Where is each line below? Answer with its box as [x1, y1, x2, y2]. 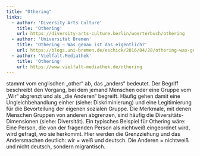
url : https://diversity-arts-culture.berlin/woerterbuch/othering [17, 31, 185, 37]
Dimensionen [6, 118, 39, 125]
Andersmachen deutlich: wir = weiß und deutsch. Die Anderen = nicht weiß [6, 137, 189, 144]
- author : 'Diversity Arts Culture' [11, 20, 102, 26]
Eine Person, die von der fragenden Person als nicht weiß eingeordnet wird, [6, 124, 190, 131]
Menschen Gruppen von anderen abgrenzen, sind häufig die [6, 112, 154, 119]
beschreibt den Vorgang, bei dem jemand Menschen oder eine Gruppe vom [6, 87, 192, 94]
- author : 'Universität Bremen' [11, 36, 92, 42]
